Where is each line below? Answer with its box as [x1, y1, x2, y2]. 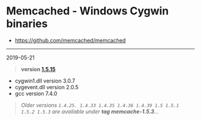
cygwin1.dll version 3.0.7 [14, 77, 75, 84]
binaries [6, 17, 48, 31]
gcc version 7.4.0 [14, 90, 58, 97]
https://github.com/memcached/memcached [14, 37, 126, 44]
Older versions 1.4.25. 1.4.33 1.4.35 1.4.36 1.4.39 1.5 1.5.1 [20, 101, 179, 108]
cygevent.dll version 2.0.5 [14, 83, 79, 90]
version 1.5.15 [20, 65, 56, 72]
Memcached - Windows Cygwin [6, 4, 169, 18]
